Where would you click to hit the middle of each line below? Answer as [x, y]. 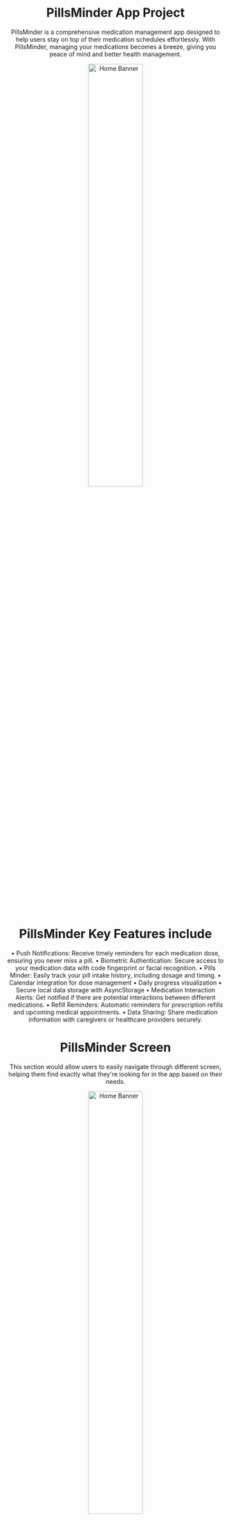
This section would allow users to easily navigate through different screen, [115, 1067]
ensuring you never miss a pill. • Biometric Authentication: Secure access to [115, 960]
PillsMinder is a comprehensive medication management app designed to [115, 32]
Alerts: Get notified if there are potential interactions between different [115, 997]
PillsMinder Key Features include [115, 934]
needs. [115, 1081]
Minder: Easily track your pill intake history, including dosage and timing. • [115, 975]
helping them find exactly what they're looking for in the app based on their [115, 1074]
